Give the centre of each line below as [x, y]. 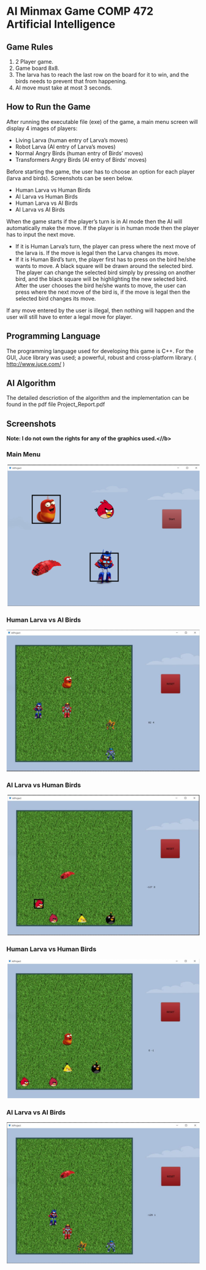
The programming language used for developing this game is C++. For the [100, 351]
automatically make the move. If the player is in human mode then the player [103, 228]
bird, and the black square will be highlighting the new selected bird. [101, 279]
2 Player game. [34, 62]
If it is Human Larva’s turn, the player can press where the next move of [105, 246]
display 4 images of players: [42, 128]
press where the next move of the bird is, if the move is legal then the [103, 292]
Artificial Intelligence [61, 24]
